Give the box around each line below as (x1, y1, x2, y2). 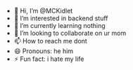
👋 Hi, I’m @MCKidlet (13, 7, 73, 15)
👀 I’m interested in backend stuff (13, 14, 108, 22)
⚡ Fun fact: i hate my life (13, 55, 84, 63)
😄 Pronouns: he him (13, 47, 74, 55)
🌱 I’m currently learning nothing (13, 22, 106, 29)
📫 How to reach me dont (13, 37, 88, 45)
